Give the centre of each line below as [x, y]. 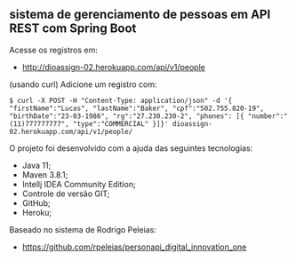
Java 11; [36, 165]
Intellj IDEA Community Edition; [79, 184]
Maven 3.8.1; [45, 174]
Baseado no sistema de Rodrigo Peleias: [83, 229]
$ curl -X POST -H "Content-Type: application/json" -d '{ [121, 100]
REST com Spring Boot [73, 29]
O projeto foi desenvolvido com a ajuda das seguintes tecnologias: [131, 148]
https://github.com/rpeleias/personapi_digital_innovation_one [134, 247]
